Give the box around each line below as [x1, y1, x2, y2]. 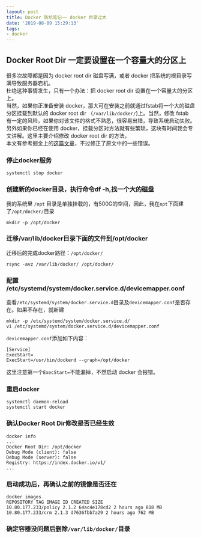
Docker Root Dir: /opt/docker [6, 444, 82, 450]
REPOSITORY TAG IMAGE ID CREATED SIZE [6, 500, 103, 506]
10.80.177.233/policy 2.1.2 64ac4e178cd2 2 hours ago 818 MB [6, 504, 163, 511]
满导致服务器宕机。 [6, 79, 54, 87]
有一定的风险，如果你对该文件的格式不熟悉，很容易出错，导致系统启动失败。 [6, 117, 196, 124]
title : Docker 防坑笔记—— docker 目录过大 [6, 14, 107, 20]
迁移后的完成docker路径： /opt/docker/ [6, 249, 103, 256]
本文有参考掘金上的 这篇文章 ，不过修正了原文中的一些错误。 [6, 139, 154, 147]
